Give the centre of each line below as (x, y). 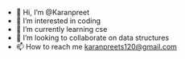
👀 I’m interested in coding (58, 21)
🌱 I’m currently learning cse (62, 29)
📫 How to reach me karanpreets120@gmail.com (96, 47)
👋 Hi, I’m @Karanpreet (53, 12)
